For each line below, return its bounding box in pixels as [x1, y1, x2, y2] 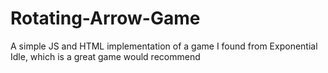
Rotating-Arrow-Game [10, 7, 201, 30]
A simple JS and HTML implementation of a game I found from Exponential [10, 40, 318, 52]
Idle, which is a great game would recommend [10, 50, 201, 62]
